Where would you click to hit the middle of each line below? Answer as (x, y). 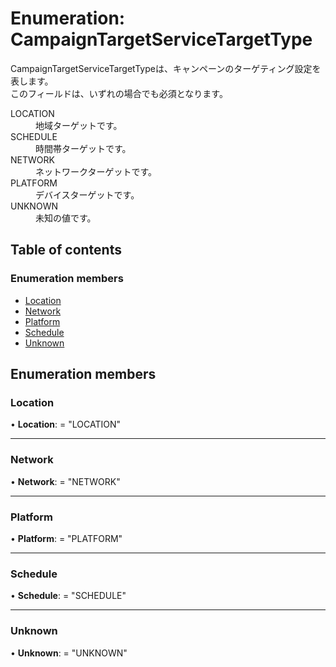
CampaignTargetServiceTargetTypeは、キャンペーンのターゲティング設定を (166, 68)
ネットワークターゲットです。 (96, 171)
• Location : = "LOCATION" (65, 424)
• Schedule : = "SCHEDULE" (68, 596)
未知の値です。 (66, 218)
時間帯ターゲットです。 (83, 148)
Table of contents (66, 250)
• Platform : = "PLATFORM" (66, 538)
